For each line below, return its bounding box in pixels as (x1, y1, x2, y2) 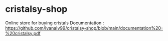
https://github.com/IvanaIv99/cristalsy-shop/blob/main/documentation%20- (5, 25, 163, 31)
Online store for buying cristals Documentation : (5, 20, 104, 26)
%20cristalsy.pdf (5, 30, 41, 36)
